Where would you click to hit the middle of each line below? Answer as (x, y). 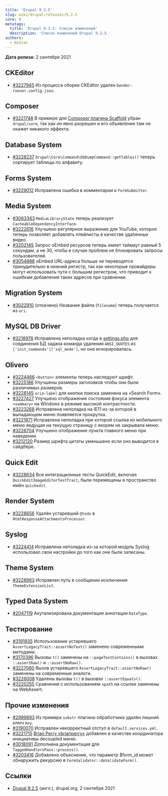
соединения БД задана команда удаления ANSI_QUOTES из (74, 344)
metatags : (16, 24)
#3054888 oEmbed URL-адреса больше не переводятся (73, 261)
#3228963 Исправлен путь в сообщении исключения (70, 580)
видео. (20, 239)
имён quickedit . (29, 485)
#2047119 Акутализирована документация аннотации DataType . (80, 613)
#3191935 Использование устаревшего (55, 641)
